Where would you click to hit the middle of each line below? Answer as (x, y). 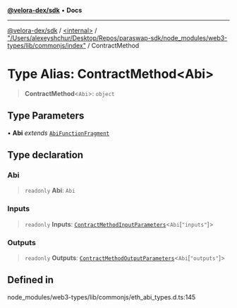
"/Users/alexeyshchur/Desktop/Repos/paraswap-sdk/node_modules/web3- (117, 38)
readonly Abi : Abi (50, 191)
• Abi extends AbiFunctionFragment (59, 133)
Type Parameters (46, 116)
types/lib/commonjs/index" (47, 46)
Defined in (31, 280)
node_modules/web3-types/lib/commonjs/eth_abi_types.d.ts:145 (102, 297)
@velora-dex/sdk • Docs (45, 10)
